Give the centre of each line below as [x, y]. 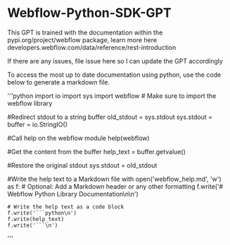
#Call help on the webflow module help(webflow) [78, 138]
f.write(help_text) [36, 219]
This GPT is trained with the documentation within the [85, 32]
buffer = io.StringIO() [38, 124]
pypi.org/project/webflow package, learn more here [82, 39]
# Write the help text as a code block [66, 207]
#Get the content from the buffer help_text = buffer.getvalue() [97, 151]
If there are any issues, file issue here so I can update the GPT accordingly [115, 61]
